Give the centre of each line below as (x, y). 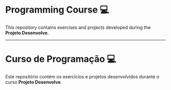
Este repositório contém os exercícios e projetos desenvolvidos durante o (82, 76)
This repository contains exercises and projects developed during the (78, 27)
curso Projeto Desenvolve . (34, 82)
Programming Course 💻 (57, 10)
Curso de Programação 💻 (61, 59)
